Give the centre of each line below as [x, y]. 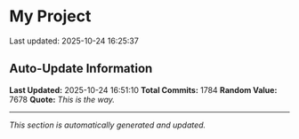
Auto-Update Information [81, 69]
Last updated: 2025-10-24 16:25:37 [74, 41]
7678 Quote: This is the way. [62, 99]
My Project [50, 16]
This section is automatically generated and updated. [108, 125]
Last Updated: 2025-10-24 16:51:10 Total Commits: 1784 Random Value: [143, 89]
